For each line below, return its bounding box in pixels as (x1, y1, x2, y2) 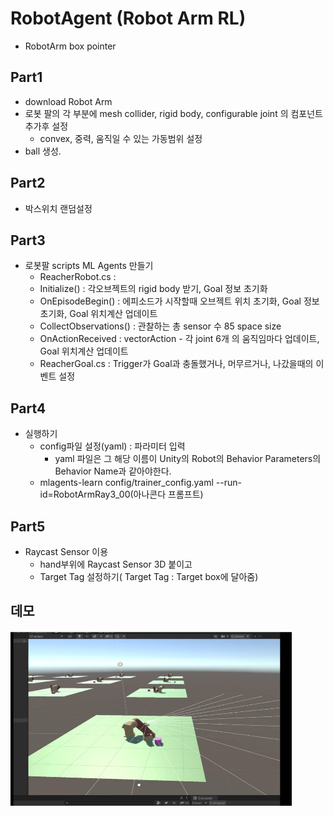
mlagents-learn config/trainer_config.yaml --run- (39, 477, 242, 489)
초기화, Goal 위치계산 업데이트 (39, 308, 158, 320)
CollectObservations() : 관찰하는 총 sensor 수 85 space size (39, 320, 282, 332)
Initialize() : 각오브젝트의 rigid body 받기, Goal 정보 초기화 (39, 283, 268, 295)
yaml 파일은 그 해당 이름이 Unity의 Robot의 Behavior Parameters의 (54, 453, 322, 465)
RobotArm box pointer (24, 40, 117, 52)
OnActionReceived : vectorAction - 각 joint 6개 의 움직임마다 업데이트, (39, 333, 320, 345)
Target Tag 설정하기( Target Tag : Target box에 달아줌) (39, 571, 259, 582)
